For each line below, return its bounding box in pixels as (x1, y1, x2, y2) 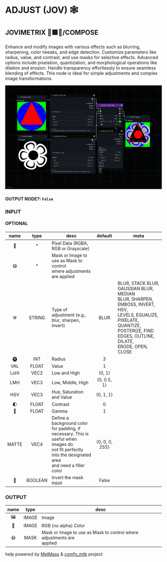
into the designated (51, 452, 91, 458)
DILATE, (117, 339, 134, 345)
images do (51, 441, 74, 447)
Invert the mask (51, 475, 83, 481)
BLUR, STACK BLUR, (117, 281, 160, 286)
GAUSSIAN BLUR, (117, 285, 154, 291)
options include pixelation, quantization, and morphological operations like (5, 60, 158, 66)
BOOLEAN (26, 477, 48, 483)
